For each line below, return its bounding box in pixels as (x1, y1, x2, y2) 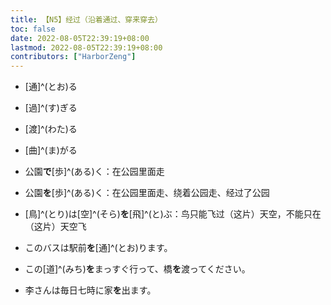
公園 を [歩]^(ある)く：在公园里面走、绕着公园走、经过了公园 (24, 187, 270, 199)
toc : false (10, 24, 56, 34)
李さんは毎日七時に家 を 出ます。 (24, 284, 157, 296)
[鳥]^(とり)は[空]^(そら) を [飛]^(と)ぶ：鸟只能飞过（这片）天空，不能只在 (24, 208, 322, 220)
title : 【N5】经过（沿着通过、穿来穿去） (10, 14, 163, 25)
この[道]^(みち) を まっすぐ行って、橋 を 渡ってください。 (24, 263, 251, 275)
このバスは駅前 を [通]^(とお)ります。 (24, 242, 173, 254)
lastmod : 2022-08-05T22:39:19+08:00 (10, 42, 163, 53)
